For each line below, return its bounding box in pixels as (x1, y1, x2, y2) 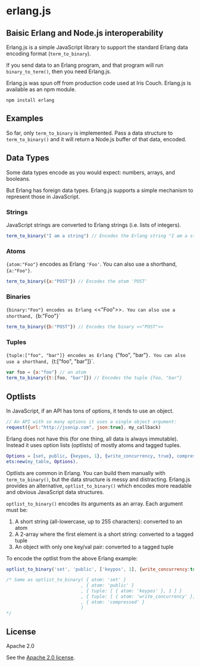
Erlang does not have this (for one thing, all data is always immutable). (6, 435, 179, 442)
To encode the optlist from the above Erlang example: (6, 554, 138, 561)
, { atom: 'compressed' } (80, 599, 145, 605)
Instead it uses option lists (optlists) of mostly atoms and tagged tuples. (6, 441, 182, 448)
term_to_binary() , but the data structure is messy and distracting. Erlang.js (6, 476, 190, 483)
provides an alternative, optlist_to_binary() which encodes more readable (6, 482, 192, 489)
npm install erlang (6, 97, 55, 103)
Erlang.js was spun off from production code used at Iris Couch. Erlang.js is (6, 79, 192, 86)
